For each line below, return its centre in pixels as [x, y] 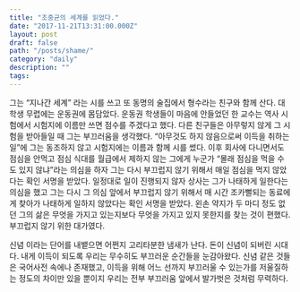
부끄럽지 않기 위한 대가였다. [57, 226]
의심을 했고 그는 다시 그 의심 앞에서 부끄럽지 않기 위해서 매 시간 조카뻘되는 [138, 192]
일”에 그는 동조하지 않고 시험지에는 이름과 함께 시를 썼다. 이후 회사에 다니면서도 [147, 147]
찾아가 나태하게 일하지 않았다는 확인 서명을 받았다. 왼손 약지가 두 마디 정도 [147, 203]
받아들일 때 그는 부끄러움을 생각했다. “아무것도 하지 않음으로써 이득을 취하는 [158, 136]
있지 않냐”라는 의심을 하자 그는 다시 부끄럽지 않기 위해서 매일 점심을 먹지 [144, 169]
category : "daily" [43, 59]
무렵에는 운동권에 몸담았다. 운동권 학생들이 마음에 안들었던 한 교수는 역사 [152, 114]
